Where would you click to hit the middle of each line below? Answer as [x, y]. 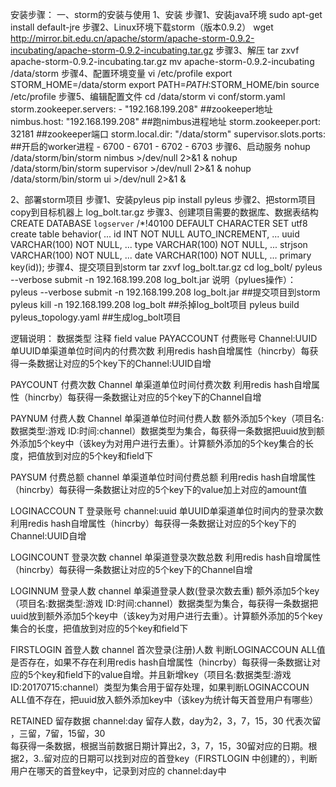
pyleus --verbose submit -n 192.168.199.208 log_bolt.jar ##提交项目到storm [165, 292]
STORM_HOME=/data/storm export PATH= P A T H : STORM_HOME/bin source [165, 84]
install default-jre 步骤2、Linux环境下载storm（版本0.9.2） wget [142, 27]
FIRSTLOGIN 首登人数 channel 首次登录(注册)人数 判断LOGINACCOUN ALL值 [168, 649]
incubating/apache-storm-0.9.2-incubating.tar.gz [112, 50]
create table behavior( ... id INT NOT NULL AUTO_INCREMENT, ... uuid [155, 234]
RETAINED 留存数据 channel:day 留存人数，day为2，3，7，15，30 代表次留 [166, 721]
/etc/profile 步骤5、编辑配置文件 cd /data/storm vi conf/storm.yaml [148, 96]
